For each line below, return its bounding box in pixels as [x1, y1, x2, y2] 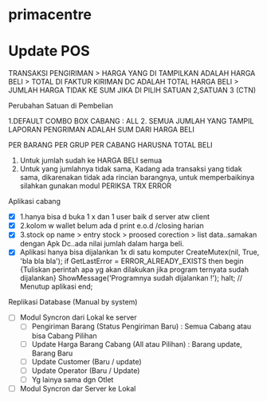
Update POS [8, 42, 90, 61]
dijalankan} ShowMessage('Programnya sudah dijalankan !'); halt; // [19, 273, 243, 283]
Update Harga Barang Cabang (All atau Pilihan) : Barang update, [31, 339, 243, 348]
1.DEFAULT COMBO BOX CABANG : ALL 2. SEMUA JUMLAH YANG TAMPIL [8, 116, 254, 126]
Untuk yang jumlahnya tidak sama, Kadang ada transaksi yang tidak [19, 164, 242, 174]
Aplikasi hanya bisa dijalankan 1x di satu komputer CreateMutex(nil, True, [19, 247, 260, 257]
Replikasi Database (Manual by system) [8, 297, 138, 307]
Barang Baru [31, 348, 73, 358]
